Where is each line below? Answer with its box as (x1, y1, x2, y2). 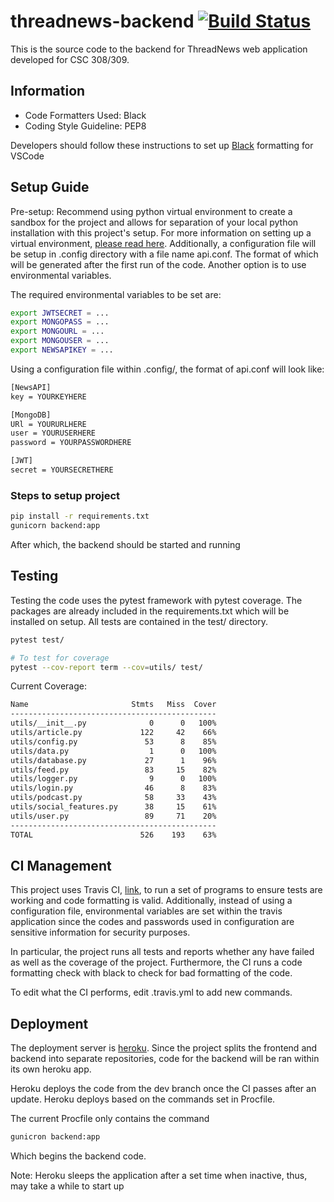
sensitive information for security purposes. (10, 926, 191, 939)
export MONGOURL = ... (10, 326, 105, 337)
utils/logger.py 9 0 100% (10, 774, 217, 784)
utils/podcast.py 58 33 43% (10, 793, 217, 803)
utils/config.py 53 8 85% (10, 736, 217, 747)
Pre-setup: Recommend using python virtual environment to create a (10, 205, 293, 217)
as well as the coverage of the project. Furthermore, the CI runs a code (10, 956, 303, 969)
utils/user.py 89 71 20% (10, 811, 217, 821)
